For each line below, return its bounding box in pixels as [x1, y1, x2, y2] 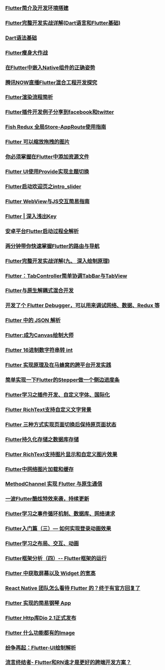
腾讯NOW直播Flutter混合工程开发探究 [5, 79, 98, 86]
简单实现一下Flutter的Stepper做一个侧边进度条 [5, 376, 120, 383]
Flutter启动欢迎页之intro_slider [5, 183, 81, 190]
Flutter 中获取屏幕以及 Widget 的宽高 [5, 570, 96, 577]
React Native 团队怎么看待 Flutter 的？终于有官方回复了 [5, 584, 141, 591]
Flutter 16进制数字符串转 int [5, 346, 73, 354]
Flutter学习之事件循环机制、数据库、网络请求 [5, 510, 115, 517]
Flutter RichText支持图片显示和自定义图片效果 [5, 450, 117, 457]
